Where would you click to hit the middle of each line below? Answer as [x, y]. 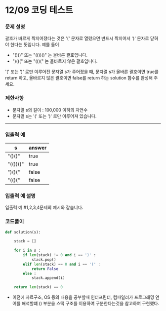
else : [30, 273]
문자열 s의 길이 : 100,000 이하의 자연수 [50, 110]
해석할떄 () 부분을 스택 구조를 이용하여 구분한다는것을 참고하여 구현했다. [90, 304]
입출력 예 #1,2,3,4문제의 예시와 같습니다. [44, 207]
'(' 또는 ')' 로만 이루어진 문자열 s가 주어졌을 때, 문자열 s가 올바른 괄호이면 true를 [82, 72]
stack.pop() [44, 260]
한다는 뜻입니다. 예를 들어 [35, 44]
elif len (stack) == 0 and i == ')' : [62, 264]
